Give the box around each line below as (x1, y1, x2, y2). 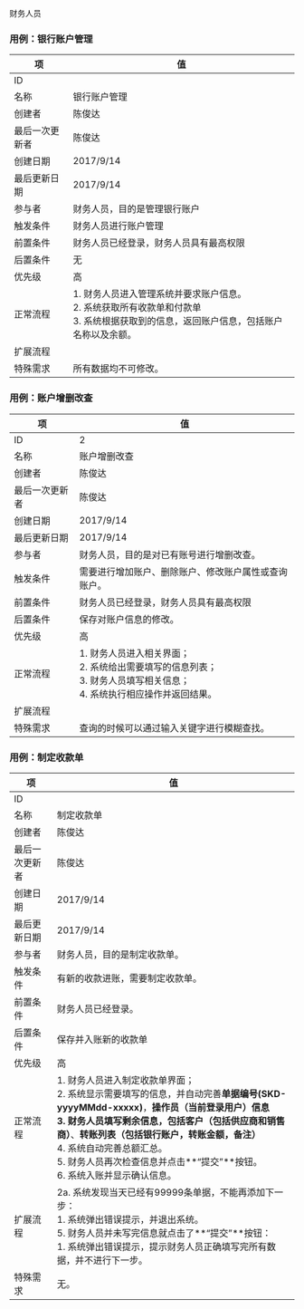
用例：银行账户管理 (9, 33, 93, 45)
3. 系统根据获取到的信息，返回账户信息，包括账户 (72, 315, 283, 328)
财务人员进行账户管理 (72, 220, 165, 233)
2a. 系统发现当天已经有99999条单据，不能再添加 (57, 1186, 265, 1198)
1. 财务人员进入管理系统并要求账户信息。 (72, 288, 247, 301)
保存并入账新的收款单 (57, 1033, 148, 1045)
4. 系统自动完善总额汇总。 (57, 1141, 168, 1154)
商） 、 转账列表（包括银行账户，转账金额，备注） (57, 1128, 261, 1141)
